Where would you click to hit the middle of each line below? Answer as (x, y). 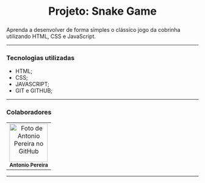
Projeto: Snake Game (103, 11)
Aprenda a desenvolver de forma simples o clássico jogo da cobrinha (93, 30)
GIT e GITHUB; (34, 91)
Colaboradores (29, 113)
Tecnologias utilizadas (41, 58)
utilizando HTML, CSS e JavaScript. (51, 36)
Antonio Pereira (29, 165)
